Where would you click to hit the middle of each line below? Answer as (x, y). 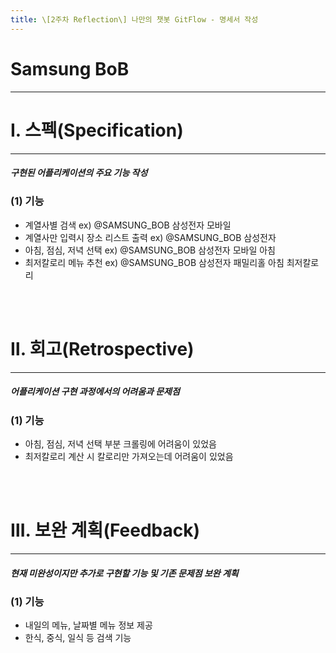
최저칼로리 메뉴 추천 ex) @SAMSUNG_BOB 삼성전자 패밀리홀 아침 (154, 262)
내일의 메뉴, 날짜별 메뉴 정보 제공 (88, 625)
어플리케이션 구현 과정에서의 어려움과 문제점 (95, 392)
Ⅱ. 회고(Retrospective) (102, 349)
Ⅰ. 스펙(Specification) (97, 130)
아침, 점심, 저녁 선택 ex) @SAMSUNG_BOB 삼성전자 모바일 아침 (150, 250)
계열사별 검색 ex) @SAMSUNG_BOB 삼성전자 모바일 (128, 225)
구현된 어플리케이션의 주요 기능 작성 (79, 173)
